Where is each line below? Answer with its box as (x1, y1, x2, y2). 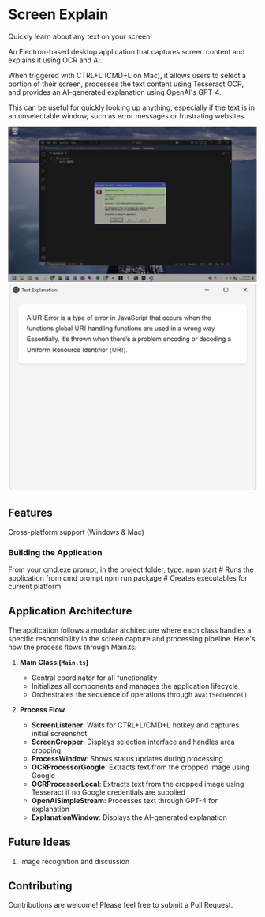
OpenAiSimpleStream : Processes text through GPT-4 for (31, 795, 218, 805)
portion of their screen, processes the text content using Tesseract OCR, (8, 79, 244, 88)
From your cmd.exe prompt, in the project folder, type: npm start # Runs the (8, 565, 254, 574)
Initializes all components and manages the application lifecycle (31, 681, 239, 690)
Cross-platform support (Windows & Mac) (8, 527, 144, 536)
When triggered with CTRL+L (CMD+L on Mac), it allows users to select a (8, 70, 247, 80)
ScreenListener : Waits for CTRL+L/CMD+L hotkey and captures (31, 720, 240, 730)
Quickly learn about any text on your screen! (8, 32, 152, 41)
